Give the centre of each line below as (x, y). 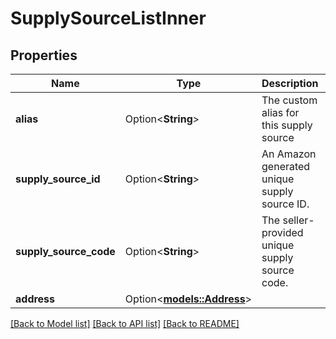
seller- (298, 220)
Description (290, 83)
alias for (280, 112)
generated (286, 166)
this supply (287, 125)
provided (282, 232)
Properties (44, 55)
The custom (289, 100)
